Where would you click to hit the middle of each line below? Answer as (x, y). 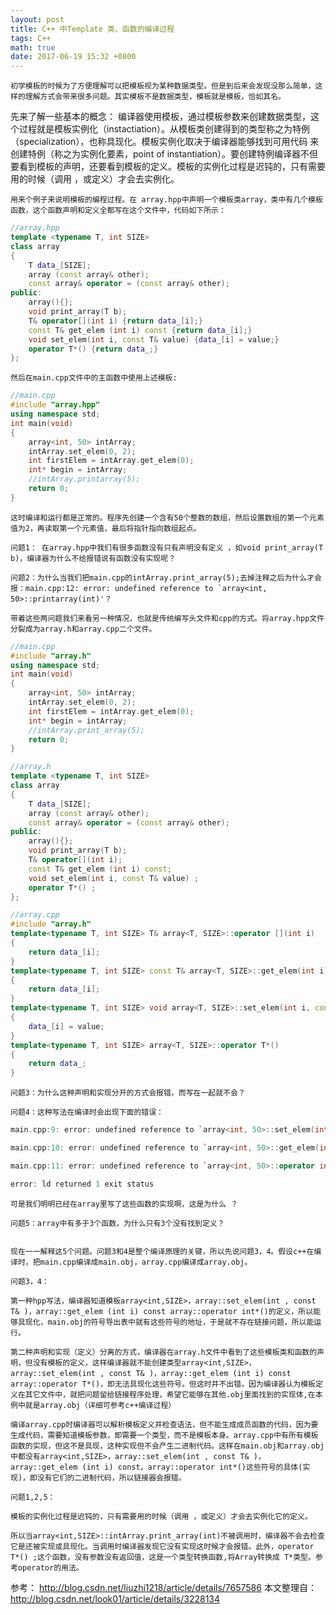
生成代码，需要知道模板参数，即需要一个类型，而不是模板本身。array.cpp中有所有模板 (164, 1435)
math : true (33, 47)
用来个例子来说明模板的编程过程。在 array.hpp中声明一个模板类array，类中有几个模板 (166, 200)
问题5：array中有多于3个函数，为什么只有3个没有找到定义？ (117, 1223)
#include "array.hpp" (55, 405)
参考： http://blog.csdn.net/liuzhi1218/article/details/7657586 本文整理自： (163, 1587)
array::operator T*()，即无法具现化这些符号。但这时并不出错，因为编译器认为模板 (163, 1384)
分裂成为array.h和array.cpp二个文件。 (83, 629)
